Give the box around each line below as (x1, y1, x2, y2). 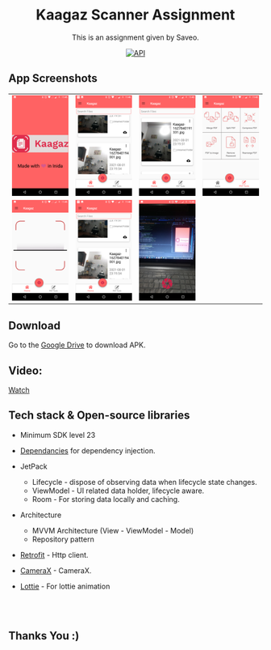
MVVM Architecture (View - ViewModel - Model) (31, 525, 194, 535)
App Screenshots (8, 71, 98, 86)
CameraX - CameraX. (19, 565, 92, 576)
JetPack (19, 461, 48, 471)
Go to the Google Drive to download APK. (8, 340, 146, 350)
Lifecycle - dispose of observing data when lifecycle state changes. (31, 477, 257, 486)
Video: (8, 363, 43, 377)
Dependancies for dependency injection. (19, 445, 156, 455)
